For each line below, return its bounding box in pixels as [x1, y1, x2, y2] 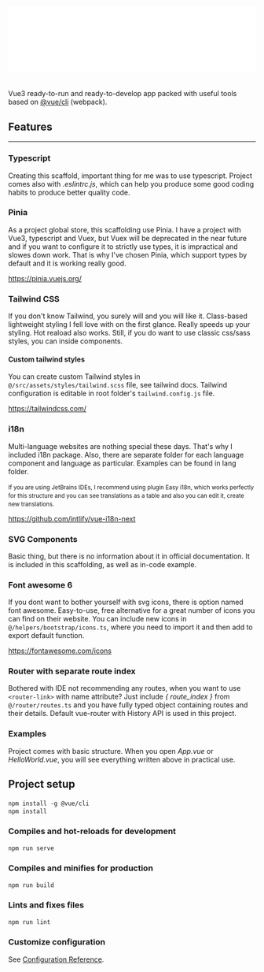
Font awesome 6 [8, 579, 73, 590]
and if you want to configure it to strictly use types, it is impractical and [8, 242, 238, 251]
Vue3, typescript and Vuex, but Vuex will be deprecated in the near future [8, 233, 247, 243]
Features [8, 120, 53, 133]
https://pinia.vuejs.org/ [8, 273, 82, 283]
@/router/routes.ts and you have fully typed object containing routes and [8, 700, 248, 710]
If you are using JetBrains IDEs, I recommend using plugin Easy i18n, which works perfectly [8, 483, 255, 492]
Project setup [8, 777, 76, 791]
